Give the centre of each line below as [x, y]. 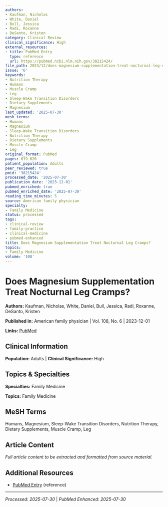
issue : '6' [16, 71]
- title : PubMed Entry [29, 52]
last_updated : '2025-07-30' [34, 112]
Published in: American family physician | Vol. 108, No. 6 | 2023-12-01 [77, 321]
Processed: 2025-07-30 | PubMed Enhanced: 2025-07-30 [65, 499]
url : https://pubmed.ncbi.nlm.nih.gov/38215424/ [61, 61]
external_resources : [27, 47]
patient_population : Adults [34, 163]
